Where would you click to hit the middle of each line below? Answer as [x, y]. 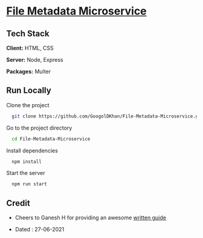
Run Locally [29, 91]
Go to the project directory [39, 128]
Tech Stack [28, 34]
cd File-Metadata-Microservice [51, 139]
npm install [27, 162]
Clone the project [28, 105]
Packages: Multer [29, 71]
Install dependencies [32, 150]
